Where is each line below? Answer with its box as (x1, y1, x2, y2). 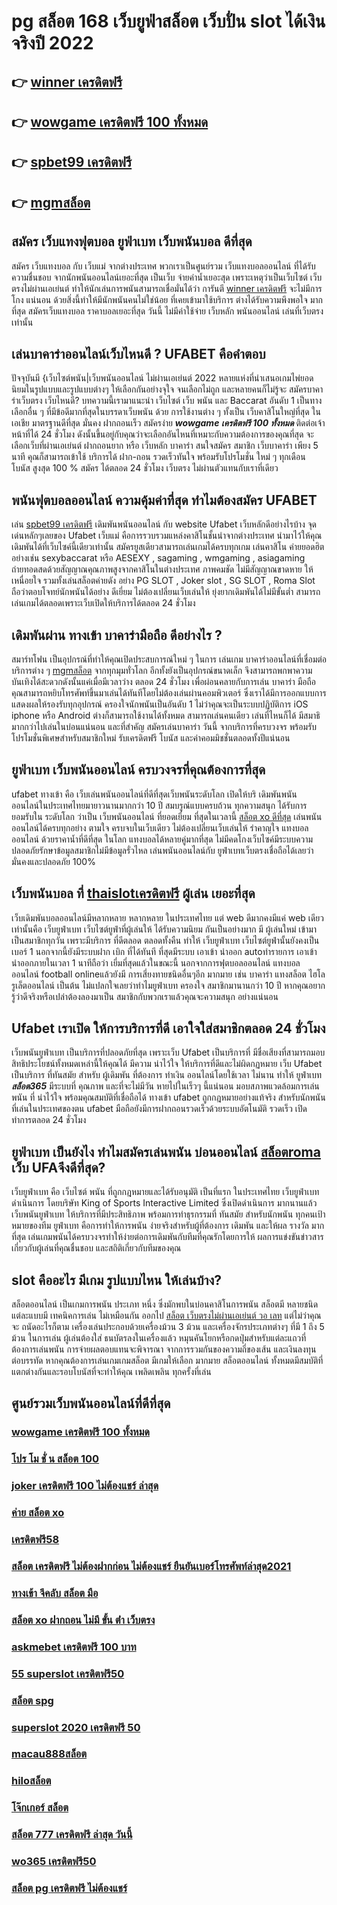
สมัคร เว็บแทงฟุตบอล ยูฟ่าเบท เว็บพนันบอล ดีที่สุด (11, 233, 253, 250)
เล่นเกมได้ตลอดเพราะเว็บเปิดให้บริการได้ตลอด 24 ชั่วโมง (11, 597, 196, 609)
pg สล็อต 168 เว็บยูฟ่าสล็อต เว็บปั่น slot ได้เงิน (11, 10, 326, 33)
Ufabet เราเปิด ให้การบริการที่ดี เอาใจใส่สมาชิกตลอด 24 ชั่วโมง (11, 1020, 326, 1037)
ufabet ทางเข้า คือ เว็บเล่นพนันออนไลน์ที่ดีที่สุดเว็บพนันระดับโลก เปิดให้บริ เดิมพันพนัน (11, 788, 298, 800)
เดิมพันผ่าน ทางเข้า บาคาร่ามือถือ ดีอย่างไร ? (11, 626, 223, 644)
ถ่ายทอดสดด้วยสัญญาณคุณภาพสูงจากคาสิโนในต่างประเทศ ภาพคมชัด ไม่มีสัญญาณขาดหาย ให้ (11, 563, 314, 575)
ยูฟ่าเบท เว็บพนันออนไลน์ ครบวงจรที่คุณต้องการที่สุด (11, 761, 266, 779)
